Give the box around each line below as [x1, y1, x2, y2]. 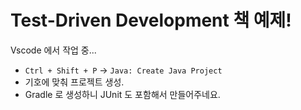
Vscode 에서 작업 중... [10, 44, 97, 56]
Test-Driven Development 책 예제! [10, 9, 292, 32]
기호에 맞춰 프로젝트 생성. [24, 76, 125, 88]
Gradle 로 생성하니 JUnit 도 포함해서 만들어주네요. [24, 88, 221, 100]
